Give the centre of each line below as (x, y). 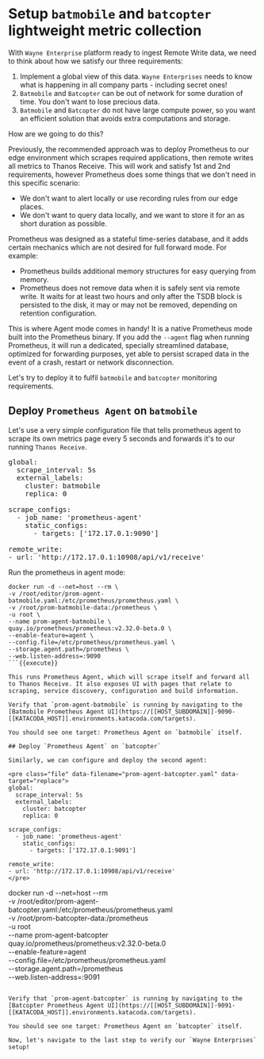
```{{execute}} (33, 663)
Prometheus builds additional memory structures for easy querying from (138, 271)
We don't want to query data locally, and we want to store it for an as (132, 215)
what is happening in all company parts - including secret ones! (123, 85)
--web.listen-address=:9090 (55, 656)
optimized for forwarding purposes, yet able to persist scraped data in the (129, 354)
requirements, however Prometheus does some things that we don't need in (132, 174)
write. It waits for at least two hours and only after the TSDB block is (131, 296)
